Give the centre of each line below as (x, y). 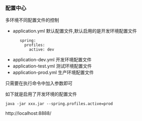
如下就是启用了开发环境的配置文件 (41, 94)
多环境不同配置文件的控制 (32, 20)
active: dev (42, 50)
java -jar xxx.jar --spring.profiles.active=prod (59, 104)
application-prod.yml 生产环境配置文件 (53, 72)
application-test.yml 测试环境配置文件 (52, 66)
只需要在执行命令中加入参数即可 (39, 83)
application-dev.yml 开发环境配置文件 (52, 60)
